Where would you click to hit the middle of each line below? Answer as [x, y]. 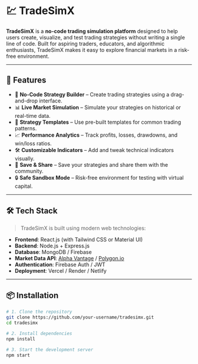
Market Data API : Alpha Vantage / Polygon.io [70, 258]
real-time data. [33, 115]
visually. [24, 158]
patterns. [26, 128]
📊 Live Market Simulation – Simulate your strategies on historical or [98, 107]
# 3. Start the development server [50, 350]
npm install [21, 339]
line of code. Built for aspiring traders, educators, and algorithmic [85, 44]
